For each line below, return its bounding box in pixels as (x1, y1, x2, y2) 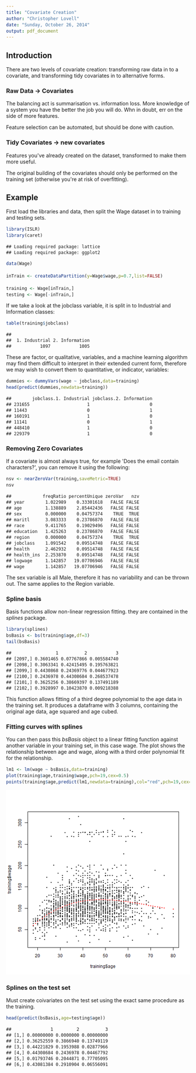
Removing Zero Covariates (6, 445, 83, 453)
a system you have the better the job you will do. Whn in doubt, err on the (6, 106, 183, 114)
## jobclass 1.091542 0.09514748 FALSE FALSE (6, 541, 140, 546)
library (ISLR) (6, 226, 41, 233)
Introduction (6, 50, 52, 60)
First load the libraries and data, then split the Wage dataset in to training (6, 208, 181, 215)
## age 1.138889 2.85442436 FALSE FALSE (6, 505, 140, 511)
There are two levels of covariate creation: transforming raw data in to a (6, 66, 179, 73)
